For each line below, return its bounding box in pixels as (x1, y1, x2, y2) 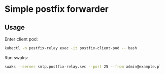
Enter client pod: (4, 36, 38, 42)
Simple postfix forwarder (4, 3, 109, 15)
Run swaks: (4, 54, 28, 60)
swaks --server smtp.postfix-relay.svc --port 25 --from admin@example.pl (4, 64, 162, 69)
